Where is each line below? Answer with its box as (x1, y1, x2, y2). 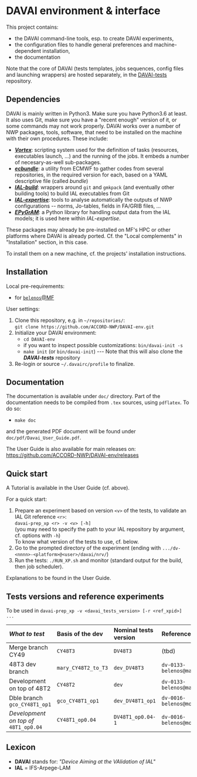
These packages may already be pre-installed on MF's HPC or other (6, 226, 171, 233)
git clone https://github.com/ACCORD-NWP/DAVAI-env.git (14, 324, 154, 330)
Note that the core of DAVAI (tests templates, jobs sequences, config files (6, 65, 184, 72)
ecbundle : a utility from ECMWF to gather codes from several (14, 165, 164, 172)
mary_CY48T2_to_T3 (56, 664, 108, 671)
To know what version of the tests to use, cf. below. (14, 538, 139, 545)
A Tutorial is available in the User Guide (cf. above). (6, 484, 130, 491)
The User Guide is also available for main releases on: (6, 446, 136, 453)
